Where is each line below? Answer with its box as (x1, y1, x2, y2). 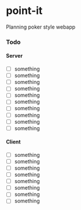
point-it (6, 4, 43, 17)
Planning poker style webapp (6, 23, 76, 30)
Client (6, 138, 21, 145)
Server (6, 52, 23, 60)
